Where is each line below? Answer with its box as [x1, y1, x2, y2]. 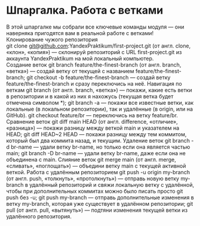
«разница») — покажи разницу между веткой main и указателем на [6, 124, 180, 131]
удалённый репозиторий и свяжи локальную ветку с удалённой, [29, 181, 195, 188]
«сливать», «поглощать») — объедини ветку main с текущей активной [6, 162, 186, 169]
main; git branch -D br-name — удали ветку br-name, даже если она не [6, 149, 186, 156]
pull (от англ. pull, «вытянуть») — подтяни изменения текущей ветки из [6, 206, 188, 214]
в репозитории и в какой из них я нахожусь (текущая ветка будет [6, 93, 174, 100]
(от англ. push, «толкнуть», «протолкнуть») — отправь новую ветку [6, 175, 180, 182]
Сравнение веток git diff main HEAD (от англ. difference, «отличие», [6, 118, 178, 125]
